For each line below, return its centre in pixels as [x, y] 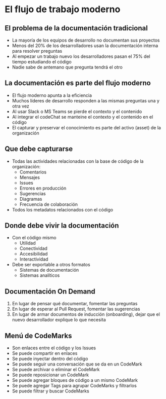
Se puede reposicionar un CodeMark [50, 375]
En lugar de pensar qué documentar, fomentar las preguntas [75, 304]
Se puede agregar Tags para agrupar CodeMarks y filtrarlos [74, 386]
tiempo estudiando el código [42, 62]
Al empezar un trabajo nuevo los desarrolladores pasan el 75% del [81, 56]
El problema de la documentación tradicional [76, 28]
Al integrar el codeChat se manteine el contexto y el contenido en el [82, 117]
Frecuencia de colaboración [49, 204]
